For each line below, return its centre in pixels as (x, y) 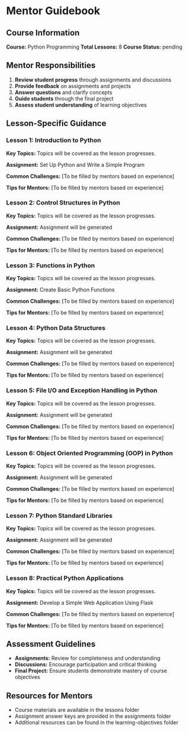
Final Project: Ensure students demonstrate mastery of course (91, 671)
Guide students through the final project (64, 98)
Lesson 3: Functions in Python (51, 265)
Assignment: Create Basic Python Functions (61, 290)
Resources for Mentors (49, 696)
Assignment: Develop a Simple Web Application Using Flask (80, 603)
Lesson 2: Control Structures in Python (63, 203)
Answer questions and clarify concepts (63, 92)
